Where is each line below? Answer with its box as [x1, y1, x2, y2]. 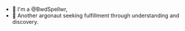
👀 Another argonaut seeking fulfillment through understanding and [12, 12, 180, 19]
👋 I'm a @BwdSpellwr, [12, 6, 68, 13]
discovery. [12, 18, 38, 25]
